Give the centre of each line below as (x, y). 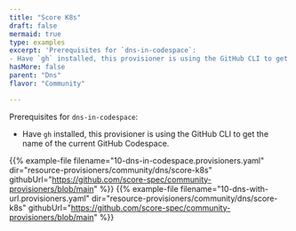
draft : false (33, 26)
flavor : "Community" (48, 84)
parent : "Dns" (36, 76)
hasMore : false (37, 68)
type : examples (37, 42)
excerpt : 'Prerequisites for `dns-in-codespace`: (103, 51)
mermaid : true (36, 34)
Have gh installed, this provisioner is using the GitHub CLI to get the (145, 133)
